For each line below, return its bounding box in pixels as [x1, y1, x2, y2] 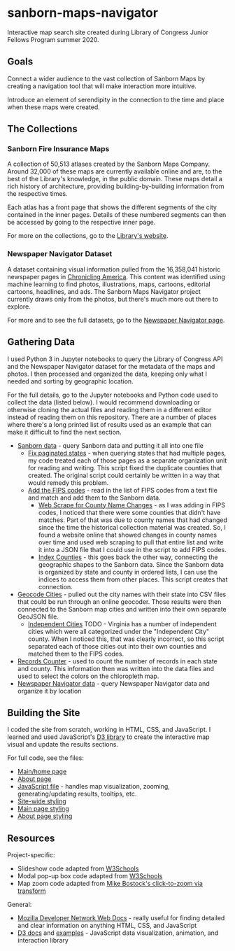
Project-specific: [7, 851, 55, 859]
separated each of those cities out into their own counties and [27, 642, 207, 650]
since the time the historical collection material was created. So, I [38, 523, 226, 531]
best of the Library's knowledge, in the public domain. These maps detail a [7, 175, 222, 183]
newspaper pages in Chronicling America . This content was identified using [7, 272, 226, 281]
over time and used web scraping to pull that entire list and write [38, 537, 224, 547]
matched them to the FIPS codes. [27, 649, 124, 658]
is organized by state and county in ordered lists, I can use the [38, 568, 218, 576]
